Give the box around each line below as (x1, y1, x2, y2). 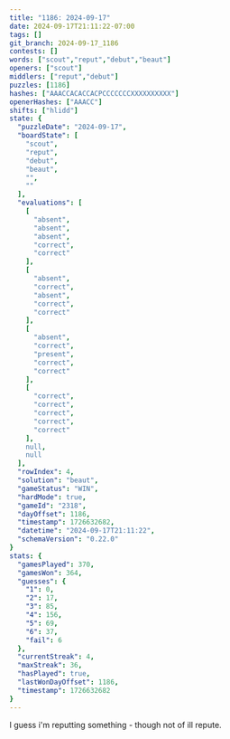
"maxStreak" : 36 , (17, 661, 83, 670)
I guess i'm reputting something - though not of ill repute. (9, 719, 223, 730)
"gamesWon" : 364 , (17, 568, 83, 577)
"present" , (32, 349, 75, 358)
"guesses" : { (17, 576, 67, 586)
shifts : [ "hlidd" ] (9, 106, 78, 115)
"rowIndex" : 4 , (17, 468, 75, 477)
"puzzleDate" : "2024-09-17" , (17, 123, 127, 132)
